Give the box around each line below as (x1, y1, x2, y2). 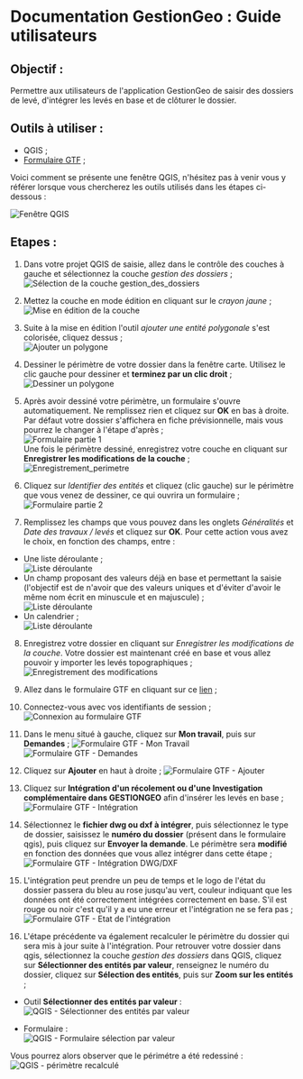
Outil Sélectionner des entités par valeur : (23, 996, 183, 1007)
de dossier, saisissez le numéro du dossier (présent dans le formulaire (23, 828, 287, 839)
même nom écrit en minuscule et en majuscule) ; (23, 591, 205, 602)
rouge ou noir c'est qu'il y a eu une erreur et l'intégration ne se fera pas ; (23, 903, 294, 914)
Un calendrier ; (23, 610, 79, 621)
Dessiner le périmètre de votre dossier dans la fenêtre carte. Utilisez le (23, 359, 287, 370)
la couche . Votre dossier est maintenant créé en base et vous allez (23, 647, 271, 658)
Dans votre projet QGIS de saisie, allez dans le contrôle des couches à (23, 259, 285, 270)
